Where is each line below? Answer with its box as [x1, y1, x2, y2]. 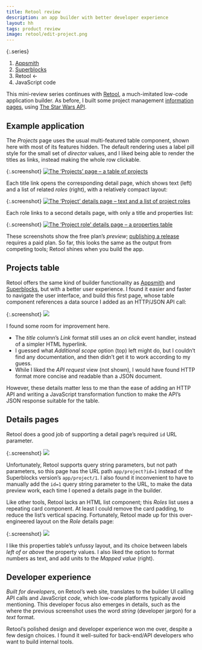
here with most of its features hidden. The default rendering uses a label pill [6, 143, 195, 150]
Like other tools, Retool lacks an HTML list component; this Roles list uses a [6, 499, 194, 506]
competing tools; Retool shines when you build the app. [6, 245, 145, 252]
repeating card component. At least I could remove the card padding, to [6, 505, 185, 512]
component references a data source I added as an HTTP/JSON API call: [6, 298, 187, 305]
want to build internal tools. [6, 638, 74, 646]
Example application [6, 121, 84, 131]
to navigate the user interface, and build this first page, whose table [6, 292, 175, 299]
